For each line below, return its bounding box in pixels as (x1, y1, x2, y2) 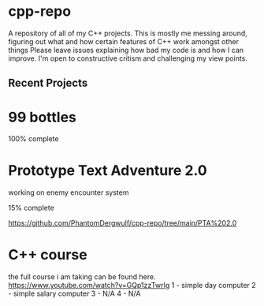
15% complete (8, 203, 55, 213)
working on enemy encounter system (8, 188, 129, 197)
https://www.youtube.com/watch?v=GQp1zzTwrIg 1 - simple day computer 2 (8, 281, 256, 290)
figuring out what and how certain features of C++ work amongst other (8, 36, 239, 46)
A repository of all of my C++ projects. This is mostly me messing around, (8, 28, 248, 38)
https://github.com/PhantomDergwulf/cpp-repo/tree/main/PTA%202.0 (8, 218, 237, 228)
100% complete (8, 134, 59, 144)
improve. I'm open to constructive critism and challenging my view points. (8, 54, 248, 63)
